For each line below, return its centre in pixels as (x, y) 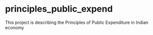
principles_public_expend (59, 9)
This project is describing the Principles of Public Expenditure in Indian (77, 22)
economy (15, 27)
